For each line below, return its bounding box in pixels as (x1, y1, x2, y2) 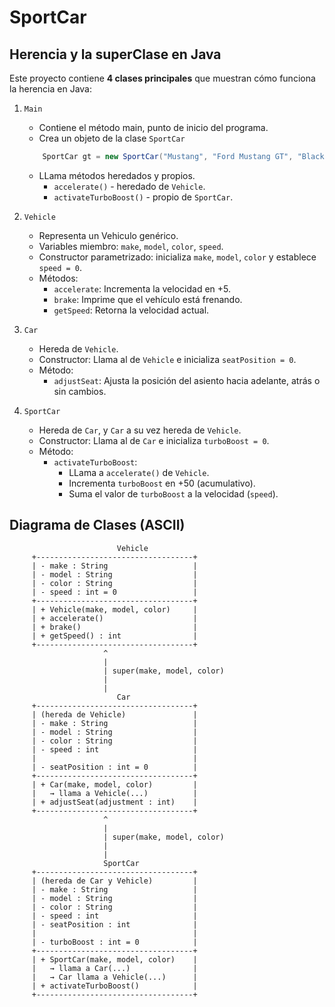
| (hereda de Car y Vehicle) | (31, 876, 198, 886)
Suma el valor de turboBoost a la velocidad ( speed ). (68, 487, 279, 500)
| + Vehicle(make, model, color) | (31, 604, 198, 615)
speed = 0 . (38, 261, 83, 273)
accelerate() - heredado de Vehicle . (53, 180, 206, 192)
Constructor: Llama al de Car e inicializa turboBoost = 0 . (38, 434, 270, 446)
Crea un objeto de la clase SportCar (38, 132, 186, 144)
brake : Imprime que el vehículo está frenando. (53, 293, 243, 305)
